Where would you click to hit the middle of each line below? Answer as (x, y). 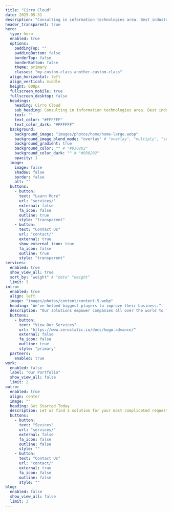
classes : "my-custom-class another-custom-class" (69, 72)
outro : (12, 387)
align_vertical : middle (35, 82)
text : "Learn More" (39, 196)
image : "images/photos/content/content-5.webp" (62, 301)
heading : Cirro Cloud (37, 106)
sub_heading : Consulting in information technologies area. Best (86, 110)
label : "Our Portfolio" (35, 372)
